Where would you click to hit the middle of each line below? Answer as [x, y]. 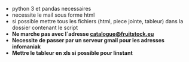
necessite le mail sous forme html [53, 15]
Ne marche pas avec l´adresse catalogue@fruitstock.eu [83, 34]
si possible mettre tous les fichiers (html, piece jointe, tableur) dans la [97, 21]
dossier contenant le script [45, 27]
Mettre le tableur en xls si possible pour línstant [72, 53]
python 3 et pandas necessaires [51, 9]
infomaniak [26, 46]
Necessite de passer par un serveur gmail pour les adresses [88, 40]
